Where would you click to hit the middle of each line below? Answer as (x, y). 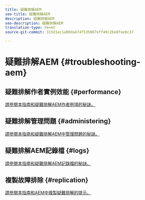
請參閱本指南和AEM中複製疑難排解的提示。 (48, 193)
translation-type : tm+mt (30, 28)
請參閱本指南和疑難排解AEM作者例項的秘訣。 (50, 104)
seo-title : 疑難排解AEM (27, 14)
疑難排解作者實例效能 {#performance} (63, 92)
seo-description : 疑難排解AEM (34, 23)
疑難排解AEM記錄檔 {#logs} (47, 151)
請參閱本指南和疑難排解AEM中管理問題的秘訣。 (52, 134)
